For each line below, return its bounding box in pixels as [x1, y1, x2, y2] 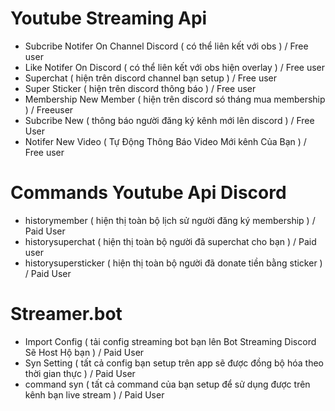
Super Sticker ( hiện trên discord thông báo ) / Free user [24, 82, 257, 94]
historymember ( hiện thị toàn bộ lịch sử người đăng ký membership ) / [24, 214, 316, 226]
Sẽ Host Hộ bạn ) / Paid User [24, 346, 145, 358]
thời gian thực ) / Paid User [24, 367, 136, 379]
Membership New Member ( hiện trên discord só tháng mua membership [24, 93, 326, 105]
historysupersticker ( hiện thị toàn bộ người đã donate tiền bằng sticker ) [24, 257, 323, 269]
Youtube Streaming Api [10, 7, 208, 30]
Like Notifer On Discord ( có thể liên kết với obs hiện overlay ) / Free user [24, 61, 326, 73]
